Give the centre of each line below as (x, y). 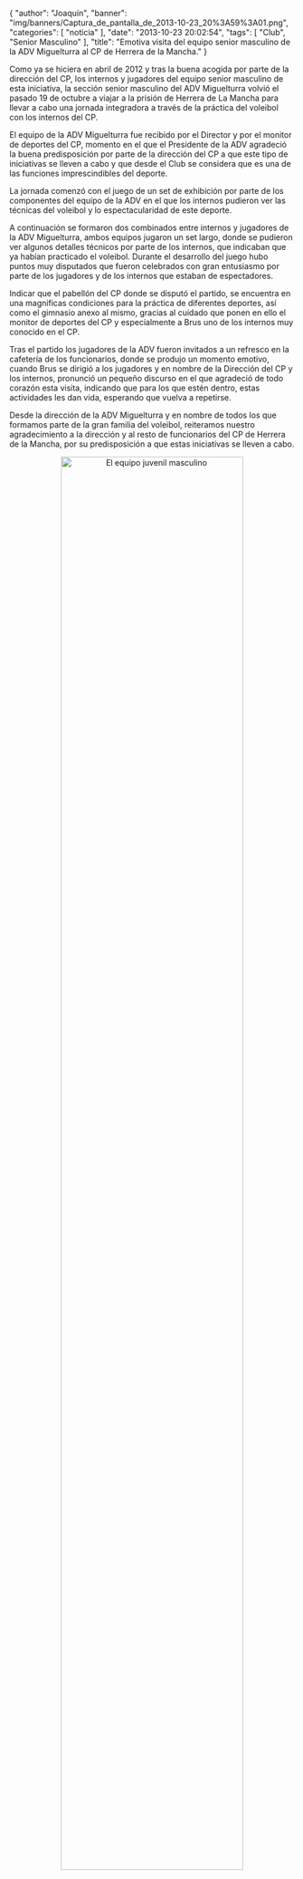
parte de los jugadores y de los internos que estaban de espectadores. (142, 276)
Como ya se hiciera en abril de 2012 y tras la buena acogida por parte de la (149, 69)
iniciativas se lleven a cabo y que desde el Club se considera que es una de (150, 164)
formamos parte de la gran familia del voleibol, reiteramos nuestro (132, 424)
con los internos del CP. (54, 117)
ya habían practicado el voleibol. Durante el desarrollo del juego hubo (139, 256)
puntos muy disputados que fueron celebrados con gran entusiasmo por (145, 266)
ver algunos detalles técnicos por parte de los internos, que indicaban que (148, 247)
